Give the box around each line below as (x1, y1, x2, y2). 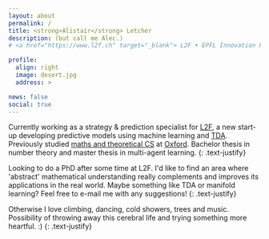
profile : (8, 56, 38, 64)
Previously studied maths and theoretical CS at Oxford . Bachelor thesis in (8, 140, 251, 149)
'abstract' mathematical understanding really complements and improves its (8, 172, 259, 181)
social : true (8, 100, 52, 108)
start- (237, 122, 256, 132)
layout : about (8, 11, 56, 20)
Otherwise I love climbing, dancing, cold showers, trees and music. (8, 205, 230, 214)
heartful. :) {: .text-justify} (8, 221, 93, 231)
